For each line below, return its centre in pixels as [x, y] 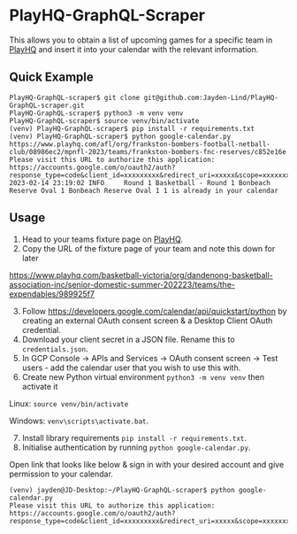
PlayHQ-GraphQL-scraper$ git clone [75, 97]
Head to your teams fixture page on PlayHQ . [103, 239]
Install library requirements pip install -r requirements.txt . [134, 437]
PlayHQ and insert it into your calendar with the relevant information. [134, 49]
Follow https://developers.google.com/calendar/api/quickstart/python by [154, 311]
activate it [40, 386]
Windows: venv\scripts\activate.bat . [79, 421]
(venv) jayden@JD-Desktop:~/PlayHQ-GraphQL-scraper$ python [122, 490]
